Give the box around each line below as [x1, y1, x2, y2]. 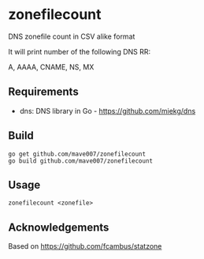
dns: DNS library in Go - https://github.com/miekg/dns [19, 106, 196, 115]
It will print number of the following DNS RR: [8, 47, 151, 56]
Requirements [8, 85, 79, 99]
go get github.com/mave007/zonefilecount [8, 150, 147, 158]
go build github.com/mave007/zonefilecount [8, 156, 154, 165]
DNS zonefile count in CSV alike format [8, 32, 135, 41]
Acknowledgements [8, 220, 109, 234]
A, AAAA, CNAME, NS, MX [8, 62, 95, 72]
